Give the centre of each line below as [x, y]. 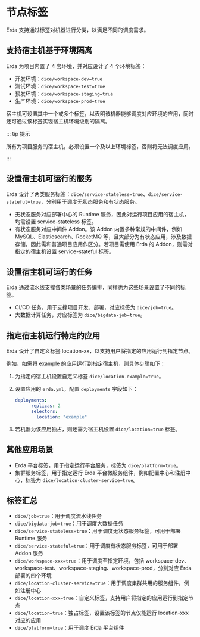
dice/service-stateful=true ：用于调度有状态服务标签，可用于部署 [96, 546]
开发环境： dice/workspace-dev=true [59, 79]
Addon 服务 [29, 553]
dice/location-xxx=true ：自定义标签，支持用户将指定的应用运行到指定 [101, 598]
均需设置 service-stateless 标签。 [56, 222]
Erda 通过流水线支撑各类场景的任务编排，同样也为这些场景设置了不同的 [93, 287]
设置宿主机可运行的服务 [49, 178]
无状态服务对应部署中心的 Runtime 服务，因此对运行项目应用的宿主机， [102, 214]
